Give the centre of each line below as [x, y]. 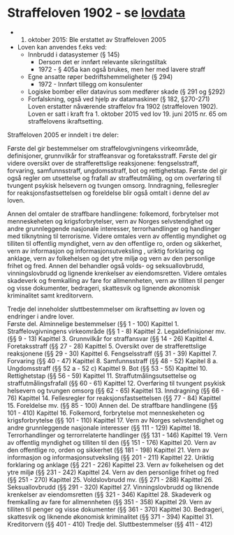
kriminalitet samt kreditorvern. [50, 295]
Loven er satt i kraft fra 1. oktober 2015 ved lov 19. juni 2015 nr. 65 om [127, 114]
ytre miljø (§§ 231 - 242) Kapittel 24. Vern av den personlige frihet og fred [113, 472]
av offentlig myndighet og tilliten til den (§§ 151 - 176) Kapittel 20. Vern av [112, 442]
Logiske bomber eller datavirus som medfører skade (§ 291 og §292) [126, 91]
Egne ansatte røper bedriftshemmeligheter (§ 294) [100, 76]
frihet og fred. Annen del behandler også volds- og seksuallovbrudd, [106, 265]
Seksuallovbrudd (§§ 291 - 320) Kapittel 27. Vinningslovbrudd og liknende [113, 487]
